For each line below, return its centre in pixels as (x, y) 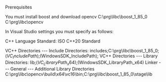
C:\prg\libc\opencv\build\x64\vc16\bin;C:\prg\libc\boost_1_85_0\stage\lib (79, 74)
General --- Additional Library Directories (52, 69)
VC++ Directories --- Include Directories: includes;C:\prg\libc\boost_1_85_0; (82, 51)
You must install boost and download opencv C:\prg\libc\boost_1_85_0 (76, 17)
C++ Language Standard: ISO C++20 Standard (53, 41)
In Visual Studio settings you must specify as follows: (59, 31)
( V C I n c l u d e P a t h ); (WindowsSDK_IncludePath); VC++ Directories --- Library (82, 56)
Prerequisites (19, 7)
